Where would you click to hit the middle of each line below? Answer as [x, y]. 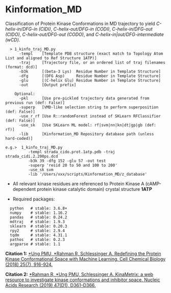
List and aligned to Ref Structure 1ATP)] [51, 58]
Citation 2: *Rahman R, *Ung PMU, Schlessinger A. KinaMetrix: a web [79, 274]
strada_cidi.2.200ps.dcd [32, 156]
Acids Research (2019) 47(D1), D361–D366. [51, 285]
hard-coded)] [19, 138]
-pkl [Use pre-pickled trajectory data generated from [84, 98]
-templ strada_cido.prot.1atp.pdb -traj [71, 152]
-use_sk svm [41, 169]
